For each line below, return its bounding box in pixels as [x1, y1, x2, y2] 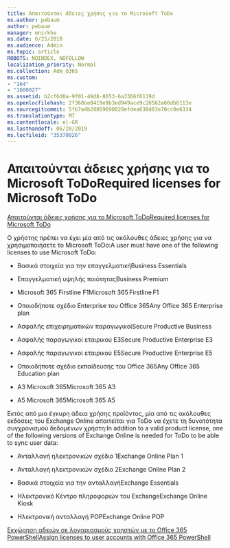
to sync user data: [7, 439, 58, 447]
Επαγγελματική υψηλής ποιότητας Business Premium [16, 275, 169, 283]
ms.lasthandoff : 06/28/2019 [7, 125, 88, 132]
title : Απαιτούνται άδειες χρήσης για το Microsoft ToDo [7, 10, 174, 17]
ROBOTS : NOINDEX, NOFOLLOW [7, 55, 84, 62]
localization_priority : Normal [7, 61, 97, 68]
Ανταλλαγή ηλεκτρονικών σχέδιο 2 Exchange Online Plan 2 [16, 465, 186, 474]
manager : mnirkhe [7, 29, 57, 36]
